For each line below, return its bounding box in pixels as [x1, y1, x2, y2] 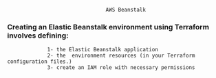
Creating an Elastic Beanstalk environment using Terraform [7, 22, 210, 31]
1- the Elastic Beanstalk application [47, 47, 158, 53]
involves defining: [7, 31, 69, 40]
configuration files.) [7, 58, 72, 65]
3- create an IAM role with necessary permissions [47, 64, 195, 71]
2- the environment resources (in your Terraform [47, 52, 195, 60]
